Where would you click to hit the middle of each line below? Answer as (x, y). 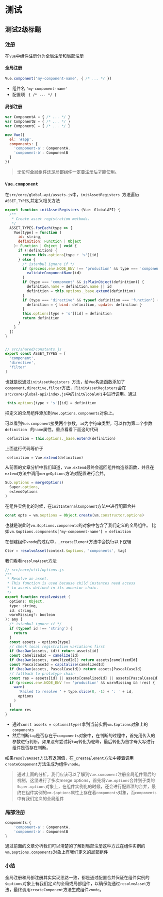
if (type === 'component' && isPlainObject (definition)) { (83, 282)
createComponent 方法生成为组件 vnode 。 (44, 764)
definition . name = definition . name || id (69, 287)
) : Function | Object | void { (45, 246)
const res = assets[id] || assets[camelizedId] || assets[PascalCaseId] (84, 678)
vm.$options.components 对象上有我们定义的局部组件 (57, 852)
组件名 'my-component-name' (40, 88)
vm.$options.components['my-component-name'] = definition (70, 532)
